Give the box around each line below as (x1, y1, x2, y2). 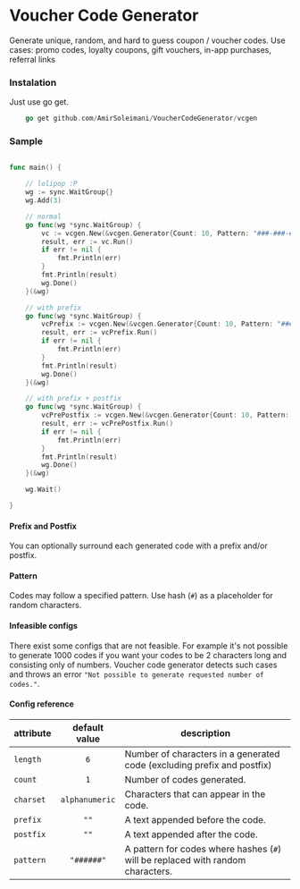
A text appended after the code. (124, 828, 258, 841)
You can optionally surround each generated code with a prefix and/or (9, 540, 268, 551)
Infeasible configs (9, 620, 79, 631)
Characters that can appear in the (124, 788, 266, 800)
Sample (9, 135, 43, 148)
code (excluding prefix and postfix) (124, 758, 272, 771)
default (72, 721, 104, 733)
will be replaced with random (124, 853, 246, 866)
